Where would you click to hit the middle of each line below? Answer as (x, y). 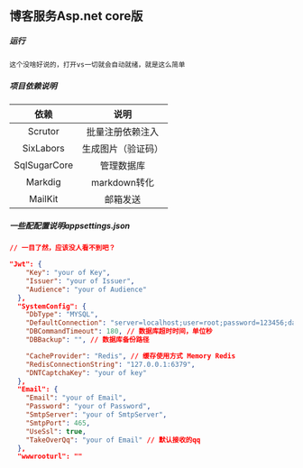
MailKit (43, 199)
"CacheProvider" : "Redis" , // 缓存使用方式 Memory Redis (131, 356)
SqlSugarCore (44, 165)
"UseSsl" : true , (56, 431)
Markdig (43, 182)
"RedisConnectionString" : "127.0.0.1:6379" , (110, 364)
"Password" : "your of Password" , (88, 407)
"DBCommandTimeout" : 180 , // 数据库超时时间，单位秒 (119, 332)
